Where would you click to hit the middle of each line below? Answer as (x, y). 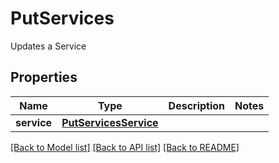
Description (197, 105)
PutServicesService (110, 122)
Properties (44, 77)
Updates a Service (48, 46)
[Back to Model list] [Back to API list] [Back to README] (125, 147)
